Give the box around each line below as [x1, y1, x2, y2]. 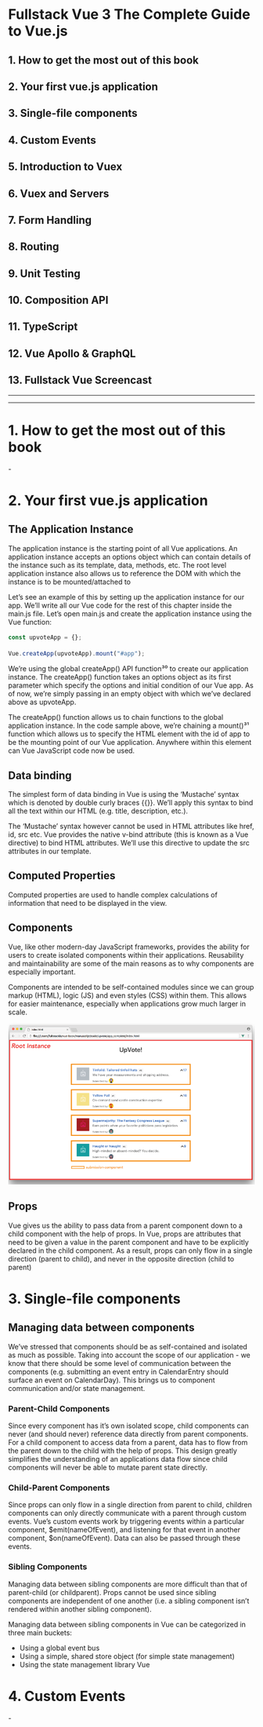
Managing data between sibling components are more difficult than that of [8, 1579, 248, 1589]
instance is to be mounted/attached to [8, 577, 131, 586]
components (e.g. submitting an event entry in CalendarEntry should [8, 1367, 229, 1376]
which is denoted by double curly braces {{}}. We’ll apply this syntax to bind [8, 798, 254, 808]
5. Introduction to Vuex [8, 160, 123, 173]
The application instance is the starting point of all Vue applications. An [8, 543, 238, 553]
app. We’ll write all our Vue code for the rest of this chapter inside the [8, 601, 232, 610]
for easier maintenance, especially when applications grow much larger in [8, 999, 247, 1008]
